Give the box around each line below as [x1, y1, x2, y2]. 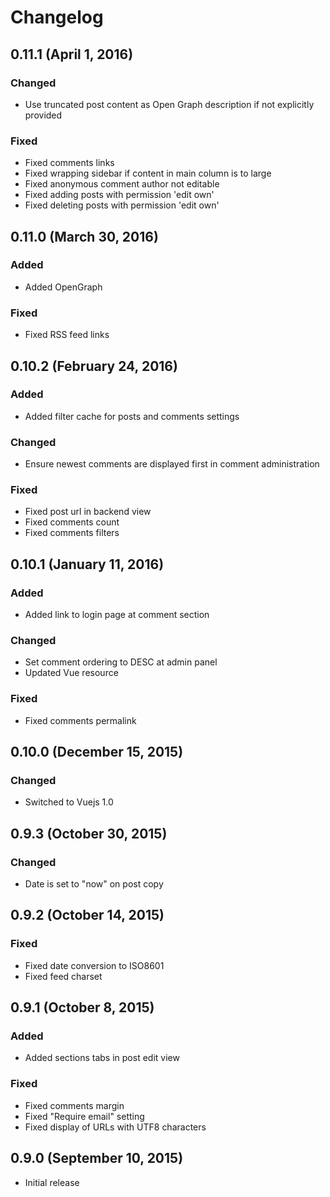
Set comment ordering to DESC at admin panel [24, 656, 218, 668]
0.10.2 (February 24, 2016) [10, 357, 178, 375]
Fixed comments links [24, 157, 115, 169]
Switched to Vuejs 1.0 [24, 796, 114, 808]
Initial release [24, 1176, 80, 1188]
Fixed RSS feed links [24, 329, 110, 341]
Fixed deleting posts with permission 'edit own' [24, 199, 220, 211]
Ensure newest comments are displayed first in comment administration [24, 458, 320, 470]
